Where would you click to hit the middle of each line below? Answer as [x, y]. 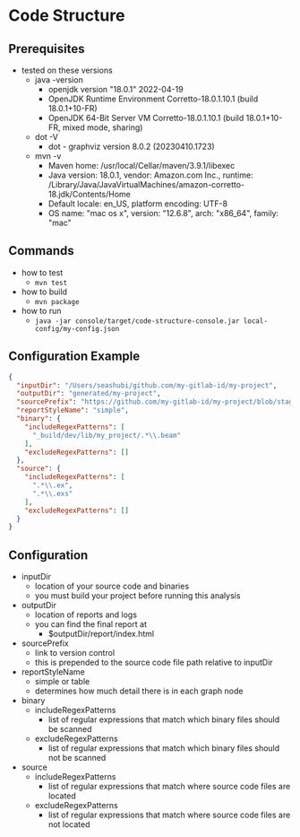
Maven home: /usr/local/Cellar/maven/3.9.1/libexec [141, 166]
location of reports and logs [86, 615]
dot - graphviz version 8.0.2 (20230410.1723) [132, 146]
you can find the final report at [90, 624]
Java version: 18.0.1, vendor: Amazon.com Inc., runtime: [150, 175]
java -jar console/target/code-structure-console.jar [137, 321]
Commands [42, 251]
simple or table [62, 682]
